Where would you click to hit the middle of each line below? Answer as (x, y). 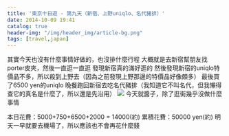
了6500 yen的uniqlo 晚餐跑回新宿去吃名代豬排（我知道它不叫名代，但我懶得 (115, 85)
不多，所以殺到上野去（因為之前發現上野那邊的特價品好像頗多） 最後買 (119, 77)
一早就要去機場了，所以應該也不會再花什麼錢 (76, 126)
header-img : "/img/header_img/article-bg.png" (75, 33)
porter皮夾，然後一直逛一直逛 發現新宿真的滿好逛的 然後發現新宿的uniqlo (111, 68)
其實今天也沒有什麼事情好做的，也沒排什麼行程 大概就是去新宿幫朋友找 (107, 60)
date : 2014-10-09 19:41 (41, 20)
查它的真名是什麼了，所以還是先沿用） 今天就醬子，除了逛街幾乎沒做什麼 (115, 94)
